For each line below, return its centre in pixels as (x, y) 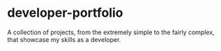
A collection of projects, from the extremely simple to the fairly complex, (111, 32)
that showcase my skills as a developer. (64, 39)
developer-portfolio (65, 13)
